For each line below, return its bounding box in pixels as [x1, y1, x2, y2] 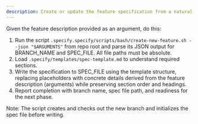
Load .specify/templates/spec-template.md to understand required [14, 55, 180, 62]
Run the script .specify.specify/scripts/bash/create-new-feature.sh [14, 36, 187, 43]
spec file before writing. [6, 111, 65, 118]
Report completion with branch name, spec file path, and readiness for [14, 87, 188, 94]
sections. [14, 62, 37, 69]
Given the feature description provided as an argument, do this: [6, 25, 162, 32]
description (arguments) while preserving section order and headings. [14, 81, 187, 88]
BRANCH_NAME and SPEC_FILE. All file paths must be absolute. [14, 49, 172, 56]
